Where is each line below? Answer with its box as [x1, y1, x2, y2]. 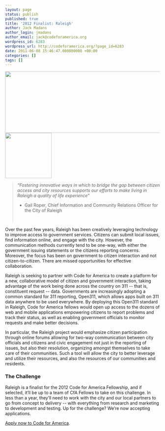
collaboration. [5, 263, 33, 269]
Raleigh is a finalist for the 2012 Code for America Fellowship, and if [5, 384, 142, 390]
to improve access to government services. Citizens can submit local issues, [5, 232, 160, 238]
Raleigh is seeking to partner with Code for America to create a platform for [5, 273, 158, 279]
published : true [5, 16, 38, 21]
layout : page [5, 7, 32, 12]
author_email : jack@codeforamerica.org [5, 35, 87, 40]
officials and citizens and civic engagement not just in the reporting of [5, 340, 147, 346]
